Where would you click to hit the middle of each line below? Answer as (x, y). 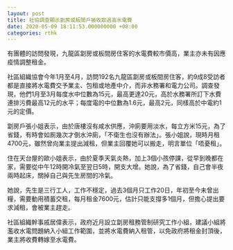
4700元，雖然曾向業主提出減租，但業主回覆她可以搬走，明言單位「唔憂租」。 (116, 143)
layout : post (26, 14)
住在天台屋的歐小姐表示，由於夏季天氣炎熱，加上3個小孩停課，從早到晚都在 (115, 158)
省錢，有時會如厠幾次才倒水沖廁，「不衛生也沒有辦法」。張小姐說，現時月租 (113, 135)
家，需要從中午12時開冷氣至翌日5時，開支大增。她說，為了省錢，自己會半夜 (115, 167)
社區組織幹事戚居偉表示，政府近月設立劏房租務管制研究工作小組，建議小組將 (116, 222)
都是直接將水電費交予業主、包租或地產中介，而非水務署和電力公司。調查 (110, 86)
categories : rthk (32, 33)
